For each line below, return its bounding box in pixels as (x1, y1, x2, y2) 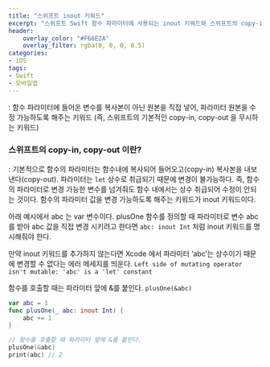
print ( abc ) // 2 (8, 351, 63, 359)
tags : (8, 64, 27, 72)
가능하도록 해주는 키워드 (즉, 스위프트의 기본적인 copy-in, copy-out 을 (16, 112, 237, 122)
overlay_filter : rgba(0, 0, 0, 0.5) (22, 42, 146, 50)
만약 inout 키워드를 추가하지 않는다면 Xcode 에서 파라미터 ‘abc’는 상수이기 (8, 249, 243, 258)
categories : (8, 49, 48, 57)
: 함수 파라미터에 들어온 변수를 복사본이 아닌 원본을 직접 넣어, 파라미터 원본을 (8, 102, 248, 112)
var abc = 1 (8, 299, 48, 307)
